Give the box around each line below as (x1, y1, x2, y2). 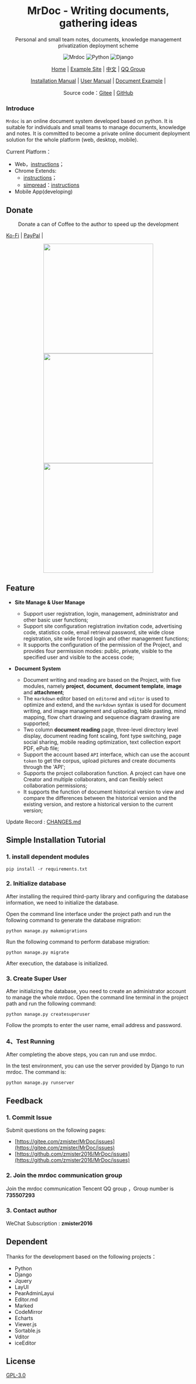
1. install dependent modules (6, 853, 90, 861)
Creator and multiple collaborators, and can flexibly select (23, 775, 163, 782)
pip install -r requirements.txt (6, 866, 88, 872)
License (6, 1356, 36, 1366)
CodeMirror (14, 1308, 43, 1315)
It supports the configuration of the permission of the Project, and (23, 641, 183, 648)
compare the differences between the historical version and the (23, 794, 177, 801)
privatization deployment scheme (58, 42, 139, 49)
